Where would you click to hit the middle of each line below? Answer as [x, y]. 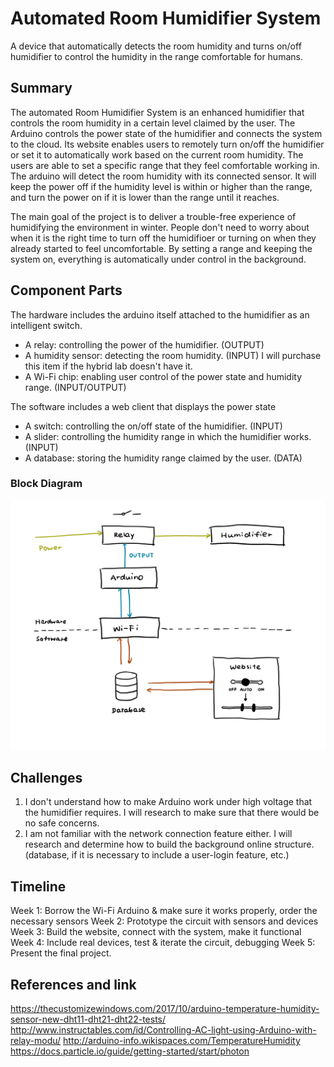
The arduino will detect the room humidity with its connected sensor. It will [163, 176]
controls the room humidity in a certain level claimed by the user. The [153, 123]
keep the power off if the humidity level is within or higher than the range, [161, 186]
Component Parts [66, 290]
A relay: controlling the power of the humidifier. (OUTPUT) [144, 344]
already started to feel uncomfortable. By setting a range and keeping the [161, 248]
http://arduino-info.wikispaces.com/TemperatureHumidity [182, 1040]
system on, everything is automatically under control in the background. [158, 259]
